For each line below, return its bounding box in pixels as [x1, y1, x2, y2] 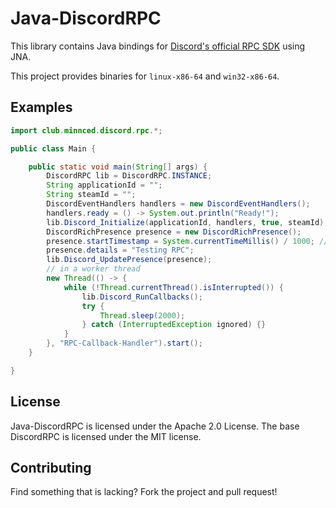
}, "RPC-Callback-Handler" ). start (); [46, 338, 203, 349]
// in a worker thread [46, 264, 141, 274]
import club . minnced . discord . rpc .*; [10, 125, 163, 136]
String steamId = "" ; [46, 190, 137, 200]
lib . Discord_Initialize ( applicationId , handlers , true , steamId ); [46, 217, 329, 227]
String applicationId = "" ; [46, 180, 163, 191]
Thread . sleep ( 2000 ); [99, 310, 186, 321]
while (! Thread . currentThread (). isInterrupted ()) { [63, 282, 284, 292]
